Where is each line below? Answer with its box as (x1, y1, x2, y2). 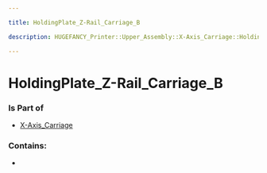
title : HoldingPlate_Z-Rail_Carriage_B (8, 18, 141, 26)
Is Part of (8, 102, 44, 113)
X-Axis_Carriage (19, 120, 73, 129)
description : (8, 33, 52, 40)
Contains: (8, 140, 48, 151)
